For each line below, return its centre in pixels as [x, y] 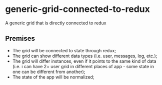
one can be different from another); [49, 72]
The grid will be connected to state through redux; [64, 50]
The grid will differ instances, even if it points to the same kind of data [84, 61]
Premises [20, 39]
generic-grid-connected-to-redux [77, 9]
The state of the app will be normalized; [53, 77]
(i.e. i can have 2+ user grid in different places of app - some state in [83, 66]
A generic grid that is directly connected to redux [56, 23]
